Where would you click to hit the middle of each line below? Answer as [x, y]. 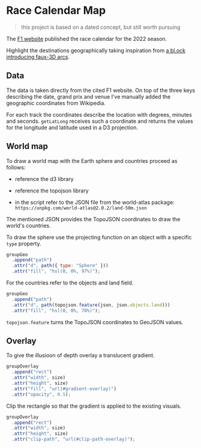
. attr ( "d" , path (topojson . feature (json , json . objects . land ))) [91, 305]
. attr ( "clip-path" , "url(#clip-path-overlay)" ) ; [73, 440]
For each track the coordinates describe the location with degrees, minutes [99, 114]
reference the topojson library [52, 191]
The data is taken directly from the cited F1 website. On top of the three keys [101, 90]
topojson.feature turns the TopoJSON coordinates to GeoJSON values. [95, 322]
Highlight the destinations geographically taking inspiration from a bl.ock [96, 50]
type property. [24, 244]
